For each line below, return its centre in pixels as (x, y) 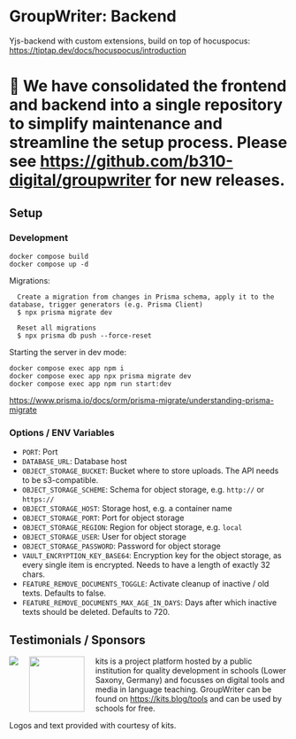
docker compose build (49, 256)
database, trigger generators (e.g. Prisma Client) (106, 304)
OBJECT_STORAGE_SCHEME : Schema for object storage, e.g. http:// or (143, 490)
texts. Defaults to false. (64, 593)
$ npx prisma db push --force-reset (84, 335)
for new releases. (220, 180)
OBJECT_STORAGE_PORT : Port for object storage (103, 518)
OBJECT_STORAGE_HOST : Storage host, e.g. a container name (127, 509)
